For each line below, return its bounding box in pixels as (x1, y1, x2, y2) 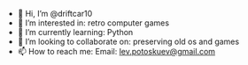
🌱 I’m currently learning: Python (17, 27, 134, 37)
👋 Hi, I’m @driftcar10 (17, 9, 93, 18)
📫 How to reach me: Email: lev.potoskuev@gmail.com (17, 47, 215, 56)
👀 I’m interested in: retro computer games (17, 18, 170, 28)
